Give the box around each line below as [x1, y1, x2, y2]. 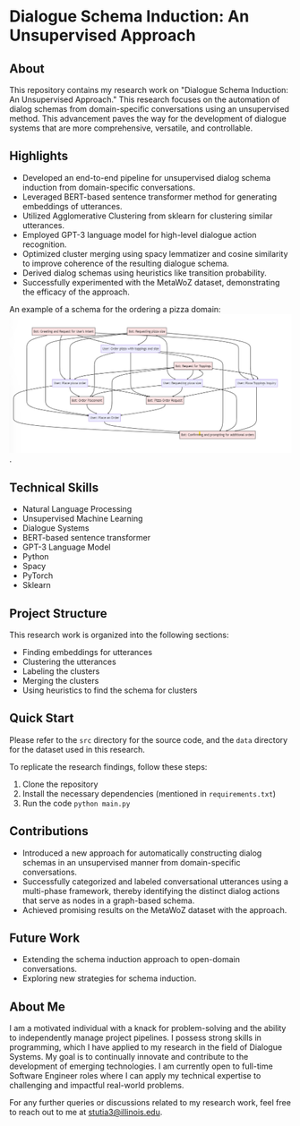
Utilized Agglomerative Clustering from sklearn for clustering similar [21, 210, 273, 221]
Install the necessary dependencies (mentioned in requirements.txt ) [21, 788, 276, 798]
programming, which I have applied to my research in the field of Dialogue [9, 1042, 283, 1053]
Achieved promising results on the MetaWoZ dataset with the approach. [21, 904, 287, 915]
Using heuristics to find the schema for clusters [21, 685, 198, 695]
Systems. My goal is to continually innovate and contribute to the [9, 1052, 249, 1062]
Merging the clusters [21, 675, 99, 686]
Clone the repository [21, 779, 99, 789]
